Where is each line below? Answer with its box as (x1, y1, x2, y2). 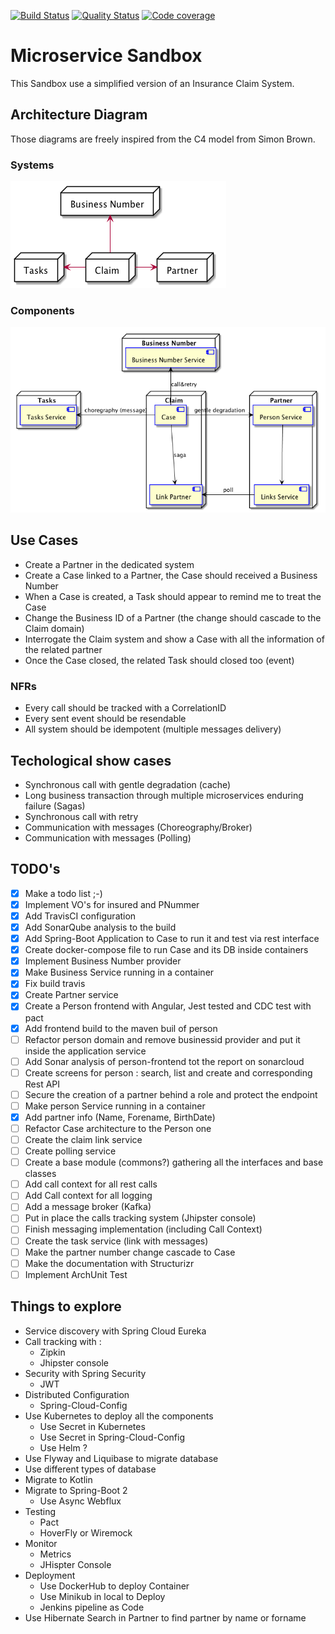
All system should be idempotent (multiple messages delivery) (24, 723, 282, 735)
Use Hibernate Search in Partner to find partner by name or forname (24, 1611, 307, 1624)
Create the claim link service (24, 1134, 143, 1146)
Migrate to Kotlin (24, 1473, 93, 1485)
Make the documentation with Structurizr (24, 1257, 195, 1269)
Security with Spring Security (24, 1367, 147, 1379)
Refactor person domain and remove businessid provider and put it (24, 1033, 301, 1045)
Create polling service (24, 1145, 117, 1157)
